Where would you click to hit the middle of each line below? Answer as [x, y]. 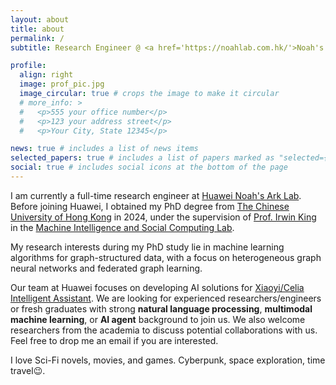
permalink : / [37, 38]
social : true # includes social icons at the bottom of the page [149, 167]
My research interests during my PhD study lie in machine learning [147, 247]
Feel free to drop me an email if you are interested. [114, 340]
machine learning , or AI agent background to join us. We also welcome [158, 319]
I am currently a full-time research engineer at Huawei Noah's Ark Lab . [156, 195]
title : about [37, 29]
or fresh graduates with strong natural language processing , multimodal [161, 308]
